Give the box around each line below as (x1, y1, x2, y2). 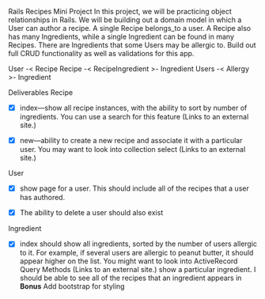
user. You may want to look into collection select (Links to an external (19, 145, 246, 154)
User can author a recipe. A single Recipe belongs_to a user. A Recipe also (8, 24, 252, 32)
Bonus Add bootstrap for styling (19, 282, 125, 291)
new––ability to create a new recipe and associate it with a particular (19, 136, 243, 146)
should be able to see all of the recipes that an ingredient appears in (19, 273, 242, 283)
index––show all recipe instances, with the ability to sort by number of (19, 103, 248, 112)
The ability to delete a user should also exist (19, 208, 164, 218)
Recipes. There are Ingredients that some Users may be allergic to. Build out (8, 40, 256, 50)
